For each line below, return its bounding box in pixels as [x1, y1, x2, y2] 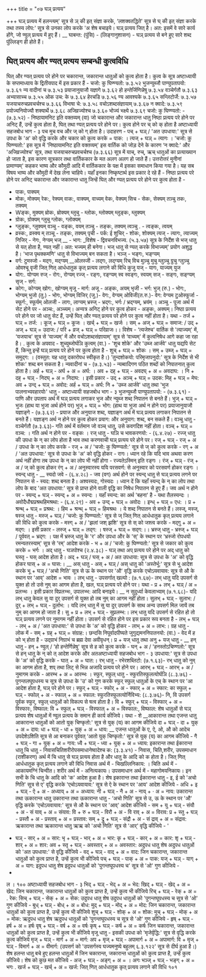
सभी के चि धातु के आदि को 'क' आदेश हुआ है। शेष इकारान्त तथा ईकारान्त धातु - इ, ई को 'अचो [15, 774, 197, 781]
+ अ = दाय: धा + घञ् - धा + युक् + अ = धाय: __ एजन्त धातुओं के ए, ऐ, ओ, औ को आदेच [15, 725, 191, 733]
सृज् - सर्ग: [15, 277, 37, 285]
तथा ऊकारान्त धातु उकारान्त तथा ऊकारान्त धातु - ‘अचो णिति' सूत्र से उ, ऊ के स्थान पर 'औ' [15, 794, 193, 802]
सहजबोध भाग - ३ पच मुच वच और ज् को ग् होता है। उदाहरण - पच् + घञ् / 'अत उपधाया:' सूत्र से [6, 127, 193, 135]
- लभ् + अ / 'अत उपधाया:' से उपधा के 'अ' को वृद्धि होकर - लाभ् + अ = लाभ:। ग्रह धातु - [15, 622, 189, 630]
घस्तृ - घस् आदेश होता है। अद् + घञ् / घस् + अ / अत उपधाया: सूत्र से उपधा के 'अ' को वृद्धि [15, 553, 194, 560]
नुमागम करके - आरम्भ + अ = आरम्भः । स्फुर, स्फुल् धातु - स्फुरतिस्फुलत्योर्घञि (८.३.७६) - [15, 670, 192, 677]
